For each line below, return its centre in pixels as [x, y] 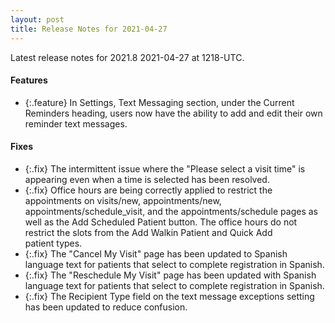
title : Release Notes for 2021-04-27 [89, 29]
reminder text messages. [76, 123]
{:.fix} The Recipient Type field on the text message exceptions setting [169, 296]
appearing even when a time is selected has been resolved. [147, 179]
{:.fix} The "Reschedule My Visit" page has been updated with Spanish [170, 275]
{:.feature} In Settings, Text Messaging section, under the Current [159, 102]
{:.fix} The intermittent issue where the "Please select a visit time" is [165, 168]
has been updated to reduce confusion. [106, 307]
